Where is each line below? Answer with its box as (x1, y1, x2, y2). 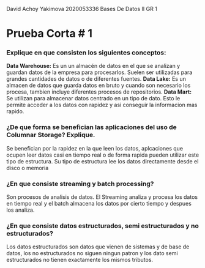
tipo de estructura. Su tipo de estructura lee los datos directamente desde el (6, 157, 199, 165)
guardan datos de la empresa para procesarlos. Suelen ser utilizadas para (6, 69, 193, 76)
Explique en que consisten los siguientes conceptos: (6, 48, 166, 57)
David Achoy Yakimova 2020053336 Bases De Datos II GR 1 (6, 6, 158, 12)
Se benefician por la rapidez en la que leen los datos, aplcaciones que (6, 144, 184, 152)
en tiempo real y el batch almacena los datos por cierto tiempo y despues (6, 200, 192, 207)
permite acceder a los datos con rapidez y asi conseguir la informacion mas (6, 101, 198, 109)
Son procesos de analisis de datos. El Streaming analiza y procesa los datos (6, 193, 198, 201)
